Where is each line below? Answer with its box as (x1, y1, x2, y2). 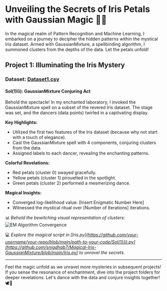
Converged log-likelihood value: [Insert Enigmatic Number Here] (12, 199, 144, 205)
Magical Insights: (5, 190, 42, 196)
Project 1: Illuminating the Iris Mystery (5, 61, 125, 69)
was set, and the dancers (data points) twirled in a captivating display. (5, 110, 149, 116)
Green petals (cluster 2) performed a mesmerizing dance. (12, 180, 131, 186)
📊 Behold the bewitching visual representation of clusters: (5, 215, 125, 221)
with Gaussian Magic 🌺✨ (5, 14, 107, 25)
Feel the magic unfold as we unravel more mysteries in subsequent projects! (5, 264, 162, 270)
